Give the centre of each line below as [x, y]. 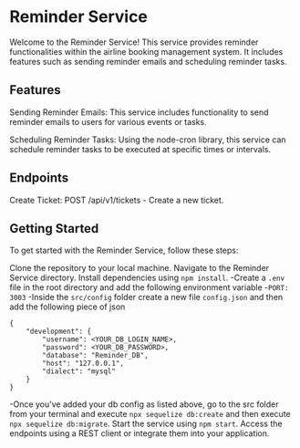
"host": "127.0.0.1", [83, 364]
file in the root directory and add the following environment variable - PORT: [149, 287]
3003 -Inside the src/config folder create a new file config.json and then [146, 297]
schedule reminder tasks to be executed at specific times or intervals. [140, 149]
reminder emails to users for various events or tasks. [108, 121]
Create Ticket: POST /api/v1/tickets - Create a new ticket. [117, 200]
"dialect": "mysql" [79, 371]
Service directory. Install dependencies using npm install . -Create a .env [147, 278]
